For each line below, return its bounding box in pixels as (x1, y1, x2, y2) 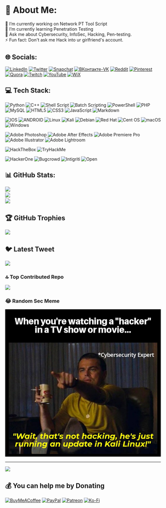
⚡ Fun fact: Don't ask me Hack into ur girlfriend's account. (5, 37, 124, 42)
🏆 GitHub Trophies (5, 213, 66, 222)
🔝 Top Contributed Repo (5, 273, 64, 280)
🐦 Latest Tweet (5, 245, 55, 254)
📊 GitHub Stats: (5, 170, 56, 179)
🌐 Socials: (5, 53, 38, 61)
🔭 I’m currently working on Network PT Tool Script (5, 21, 108, 27)
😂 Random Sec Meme (5, 297, 60, 304)
